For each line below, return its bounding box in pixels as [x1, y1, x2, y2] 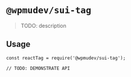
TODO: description [20, 22, 67, 29]
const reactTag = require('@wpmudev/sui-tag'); [6, 55, 126, 61]
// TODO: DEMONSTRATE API [6, 65, 70, 71]
